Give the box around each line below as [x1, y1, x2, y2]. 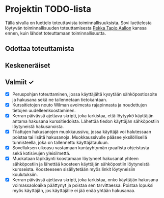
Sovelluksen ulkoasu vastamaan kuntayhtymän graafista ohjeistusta [12, 144, 150, 151]
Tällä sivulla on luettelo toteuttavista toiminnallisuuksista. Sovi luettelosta [5, 20, 152, 26]
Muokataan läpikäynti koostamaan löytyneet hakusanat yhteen [12, 155, 139, 161]
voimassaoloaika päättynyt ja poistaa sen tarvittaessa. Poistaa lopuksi [12, 182, 154, 188]
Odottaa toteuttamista [5, 44, 75, 53]
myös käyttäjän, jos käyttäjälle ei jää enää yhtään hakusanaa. [12, 187, 136, 193]
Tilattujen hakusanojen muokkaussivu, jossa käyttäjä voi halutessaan [12, 129, 151, 134]
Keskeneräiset [5, 61, 51, 69]
